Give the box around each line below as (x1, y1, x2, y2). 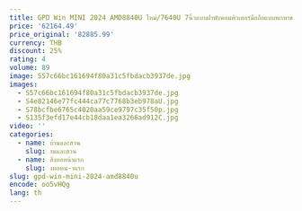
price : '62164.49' (9, 22, 78, 31)
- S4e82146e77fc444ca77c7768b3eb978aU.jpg (17, 96, 179, 106)
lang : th (9, 189, 42, 198)
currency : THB (9, 38, 63, 48)
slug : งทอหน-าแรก (25, 163, 85, 172)
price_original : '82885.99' (9, 30, 115, 39)
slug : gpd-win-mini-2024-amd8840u (9, 171, 139, 180)
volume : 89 (9, 64, 50, 73)
